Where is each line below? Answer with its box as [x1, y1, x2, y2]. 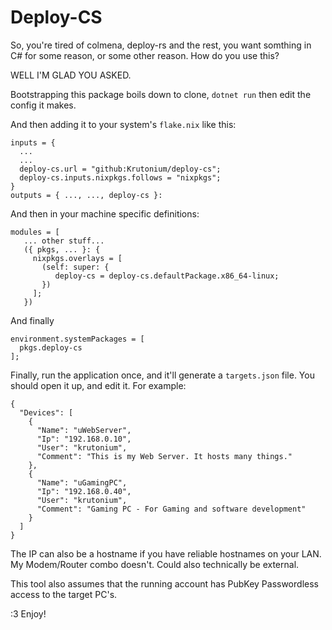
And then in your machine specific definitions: [10, 207, 200, 220]
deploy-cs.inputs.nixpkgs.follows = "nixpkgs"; [19, 172, 222, 183]
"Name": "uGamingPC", [36, 477, 128, 488]
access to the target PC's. [10, 588, 118, 600]
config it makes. [10, 99, 77, 111]
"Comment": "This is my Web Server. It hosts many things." [36, 451, 293, 461]
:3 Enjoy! [10, 607, 47, 620]
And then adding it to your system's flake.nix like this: [10, 118, 237, 130]
